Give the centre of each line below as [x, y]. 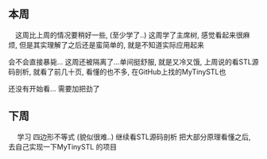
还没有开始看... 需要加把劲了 [54, 88]
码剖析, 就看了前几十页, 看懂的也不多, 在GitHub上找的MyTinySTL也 [117, 72]
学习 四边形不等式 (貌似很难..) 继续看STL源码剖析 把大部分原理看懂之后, [134, 137]
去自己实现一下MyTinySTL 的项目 [63, 146]
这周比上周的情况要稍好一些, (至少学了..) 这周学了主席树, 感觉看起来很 [130, 35]
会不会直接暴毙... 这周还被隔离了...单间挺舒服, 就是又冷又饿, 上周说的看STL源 [133, 61]
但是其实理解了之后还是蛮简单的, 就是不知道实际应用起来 [111, 45]
